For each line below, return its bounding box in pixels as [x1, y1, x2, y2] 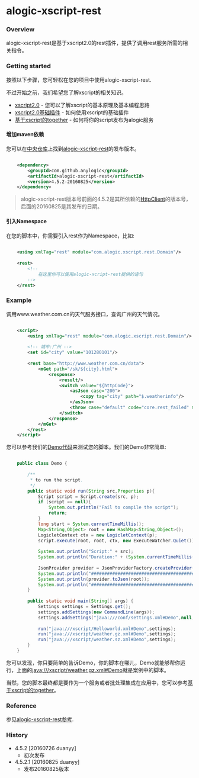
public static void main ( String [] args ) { [27, 598, 134, 605]
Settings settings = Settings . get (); [37, 604, 131, 610]
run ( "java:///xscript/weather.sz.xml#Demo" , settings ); [37, 636, 176, 643]
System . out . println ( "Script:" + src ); [37, 549, 134, 555]
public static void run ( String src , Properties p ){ [27, 488, 155, 494]
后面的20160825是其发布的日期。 [20, 203, 102, 210]
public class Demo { [17, 461, 68, 467]
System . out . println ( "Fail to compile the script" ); [48, 504, 179, 510]
